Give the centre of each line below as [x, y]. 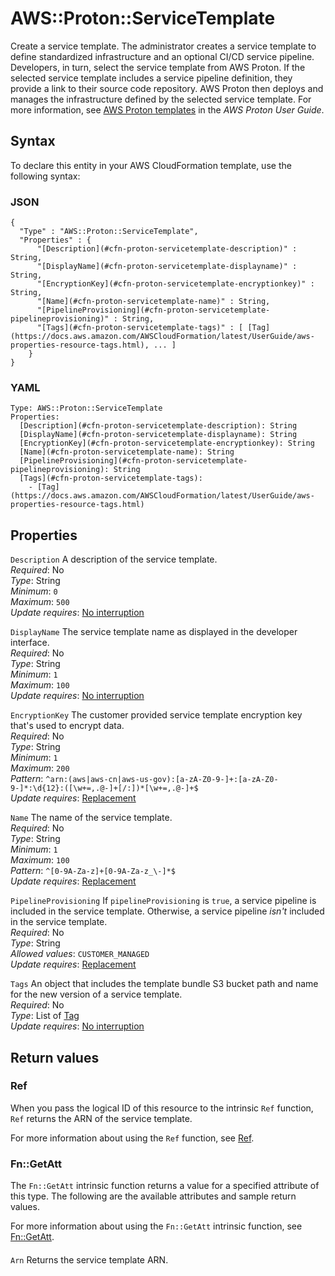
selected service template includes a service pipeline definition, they [151, 78]
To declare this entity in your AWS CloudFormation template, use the [151, 165]
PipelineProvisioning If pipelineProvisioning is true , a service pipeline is [163, 901]
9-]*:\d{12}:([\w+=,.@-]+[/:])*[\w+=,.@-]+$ [104, 788]
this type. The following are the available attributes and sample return [153, 1196]
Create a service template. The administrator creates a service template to [163, 46]
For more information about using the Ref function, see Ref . [132, 1138]
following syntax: [45, 176]
